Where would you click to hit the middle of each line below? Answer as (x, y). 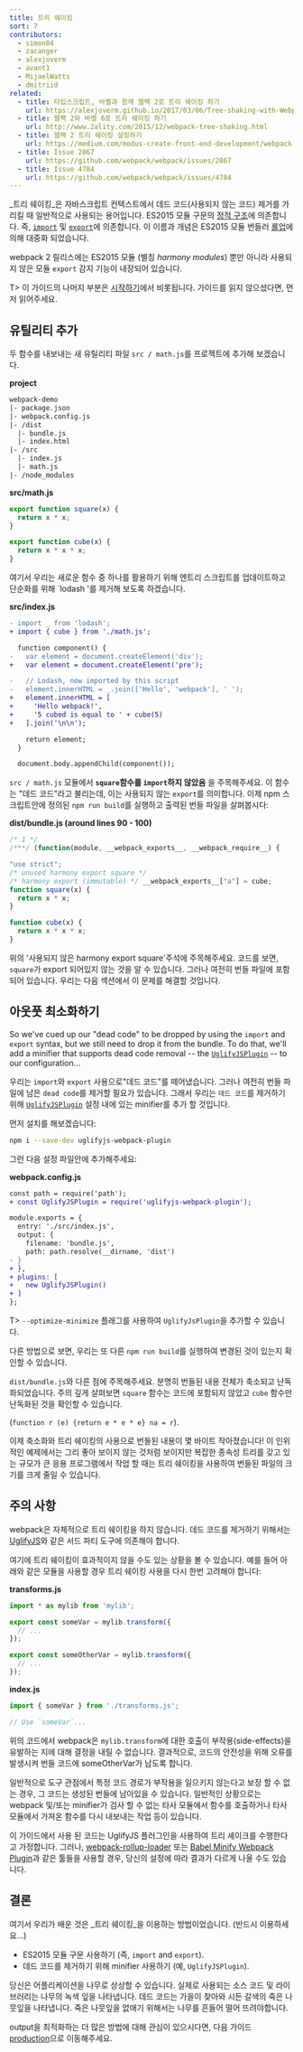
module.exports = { (46, 1218)
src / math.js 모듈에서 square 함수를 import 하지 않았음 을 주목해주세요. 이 (141, 782)
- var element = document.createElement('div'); (106, 656)
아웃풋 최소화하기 (55, 1012)
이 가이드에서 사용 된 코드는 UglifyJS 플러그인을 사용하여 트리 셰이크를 (133, 1835)
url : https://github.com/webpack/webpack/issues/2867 (129, 160)
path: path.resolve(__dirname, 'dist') (101, 1251)
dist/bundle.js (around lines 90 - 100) (81, 823)
